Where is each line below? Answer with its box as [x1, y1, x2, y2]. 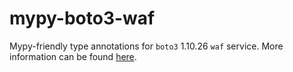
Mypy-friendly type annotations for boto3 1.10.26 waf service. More [9, 40, 284, 52]
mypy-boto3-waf [9, 7, 156, 30]
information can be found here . [9, 50, 137, 62]
